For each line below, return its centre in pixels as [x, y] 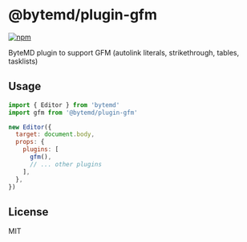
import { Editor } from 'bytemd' [64, 105]
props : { [30, 142]
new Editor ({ [30, 127]
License [28, 212]
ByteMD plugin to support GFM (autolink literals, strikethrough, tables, [124, 52]
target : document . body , [55, 134]
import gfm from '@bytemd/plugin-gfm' [73, 113]
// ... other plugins [66, 164]
